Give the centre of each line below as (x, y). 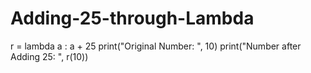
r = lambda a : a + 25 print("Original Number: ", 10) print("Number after (156, 46)
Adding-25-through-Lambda (132, 18)
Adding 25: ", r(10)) (49, 56)
